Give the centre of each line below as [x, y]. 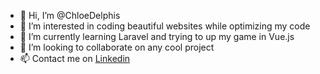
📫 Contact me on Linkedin [75, 58]
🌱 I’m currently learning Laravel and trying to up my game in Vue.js [157, 36]
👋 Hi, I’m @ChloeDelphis [70, 15]
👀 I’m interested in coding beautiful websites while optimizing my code [165, 26]
